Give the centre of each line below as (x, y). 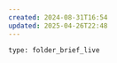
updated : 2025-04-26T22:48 (58, 26)
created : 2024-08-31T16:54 (58, 17)
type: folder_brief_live (54, 50)
